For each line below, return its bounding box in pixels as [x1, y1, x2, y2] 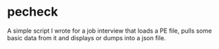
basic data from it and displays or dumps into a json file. [7, 33, 167, 42]
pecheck [7, 4, 59, 20]
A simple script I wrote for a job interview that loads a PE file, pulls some [7, 27, 212, 35]
